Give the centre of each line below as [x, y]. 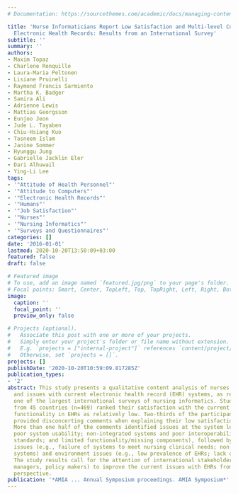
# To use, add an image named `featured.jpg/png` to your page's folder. [119, 283]
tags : [15, 178]
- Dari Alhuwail [31, 165]
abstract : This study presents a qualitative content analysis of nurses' [120, 388]
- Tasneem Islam [31, 139]
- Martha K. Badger [36, 93]
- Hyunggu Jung [30, 152]
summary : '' [25, 47]
